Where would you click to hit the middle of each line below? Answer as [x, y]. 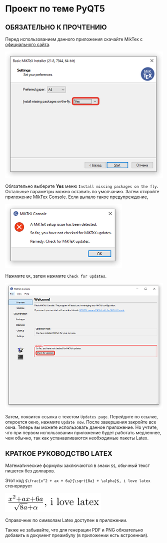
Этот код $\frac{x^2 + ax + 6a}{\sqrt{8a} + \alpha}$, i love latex [78, 480]
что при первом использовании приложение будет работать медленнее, [83, 432]
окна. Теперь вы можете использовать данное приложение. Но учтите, [82, 427]
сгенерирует [19, 486]
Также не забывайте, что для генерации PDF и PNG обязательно [74, 530]
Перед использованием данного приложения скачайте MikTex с [74, 39]
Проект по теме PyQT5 [55, 9]
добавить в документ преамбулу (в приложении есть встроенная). [77, 535]
